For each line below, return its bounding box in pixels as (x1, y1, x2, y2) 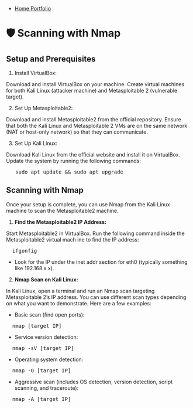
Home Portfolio (14, 5, 51, 12)
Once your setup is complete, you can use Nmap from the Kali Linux (6, 200, 171, 208)
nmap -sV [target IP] (12, 345, 74, 351)
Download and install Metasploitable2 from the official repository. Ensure (6, 116, 181, 123)
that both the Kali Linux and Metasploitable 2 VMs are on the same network (6, 123, 188, 129)
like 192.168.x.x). (14, 264, 54, 271)
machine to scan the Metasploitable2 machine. (6, 207, 119, 214)
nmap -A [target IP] (12, 396, 71, 402)
